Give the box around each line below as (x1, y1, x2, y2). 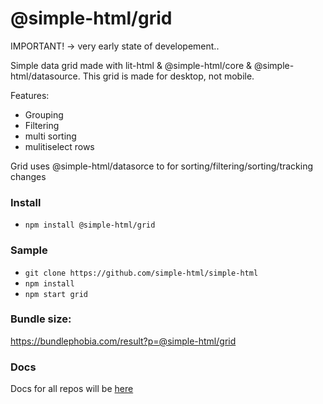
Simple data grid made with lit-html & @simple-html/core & (10, 59, 253, 71)
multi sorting (24, 130, 77, 142)
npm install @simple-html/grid (24, 220, 156, 231)
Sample (10, 243, 48, 257)
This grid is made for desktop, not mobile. (82, 70, 255, 82)
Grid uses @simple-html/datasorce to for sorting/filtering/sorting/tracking (10, 160, 314, 172)
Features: (10, 89, 50, 101)
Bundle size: (10, 312, 72, 326)
